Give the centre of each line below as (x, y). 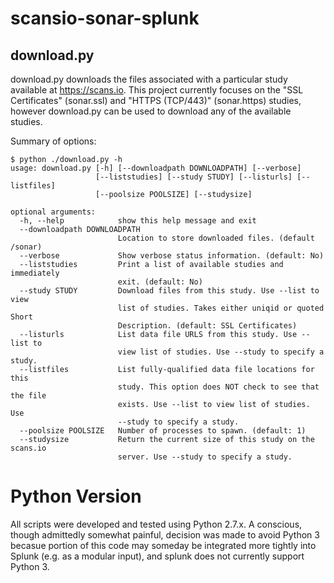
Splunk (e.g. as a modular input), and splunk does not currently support (157, 556)
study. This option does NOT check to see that (218, 387)
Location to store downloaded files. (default (216, 238)
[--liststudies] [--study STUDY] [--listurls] (194, 177)
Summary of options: (53, 141)
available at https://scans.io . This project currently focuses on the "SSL (157, 90)
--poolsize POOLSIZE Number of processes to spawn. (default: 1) (163, 431)
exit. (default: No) (160, 282)
